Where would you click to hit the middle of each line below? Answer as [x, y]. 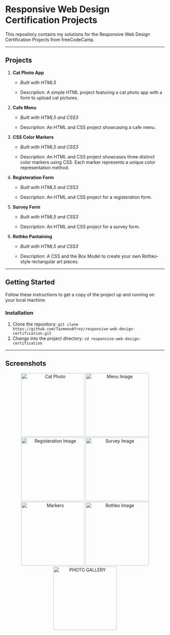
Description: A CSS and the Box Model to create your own [80, 256]
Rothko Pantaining [32, 236]
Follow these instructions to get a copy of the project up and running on [80, 294]
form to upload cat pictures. [49, 98]
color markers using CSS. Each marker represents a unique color [88, 162]
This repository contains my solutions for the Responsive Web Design [78, 34]
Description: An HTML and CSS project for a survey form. [80, 227]
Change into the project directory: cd [51, 338]
